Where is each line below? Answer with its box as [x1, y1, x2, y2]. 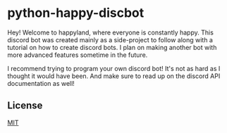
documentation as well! [7, 79, 75, 87]
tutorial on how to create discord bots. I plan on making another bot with [7, 43, 217, 51]
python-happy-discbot [7, 5, 145, 21]
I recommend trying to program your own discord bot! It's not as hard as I [7, 64, 221, 72]
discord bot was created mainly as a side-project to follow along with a [7, 35, 214, 44]
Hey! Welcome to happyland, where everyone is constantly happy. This [7, 28, 214, 37]
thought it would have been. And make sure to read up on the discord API [7, 72, 221, 80]
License [7, 100, 43, 112]
